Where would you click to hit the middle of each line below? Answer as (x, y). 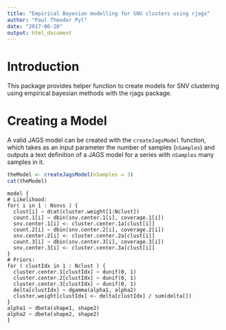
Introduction (43, 67)
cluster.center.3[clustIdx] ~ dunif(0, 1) (75, 284)
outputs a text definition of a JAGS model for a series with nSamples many (111, 155)
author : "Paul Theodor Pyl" (47, 20)
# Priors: (21, 260)
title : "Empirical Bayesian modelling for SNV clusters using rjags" (109, 13)
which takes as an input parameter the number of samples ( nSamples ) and (111, 147)
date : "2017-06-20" (35, 26)
